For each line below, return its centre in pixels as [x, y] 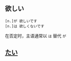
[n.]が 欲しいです [21, 21]
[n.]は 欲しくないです [25, 26]
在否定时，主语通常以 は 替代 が [35, 36]
